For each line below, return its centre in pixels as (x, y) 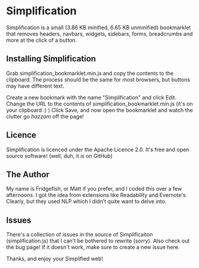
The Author (28, 174)
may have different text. (35, 86)
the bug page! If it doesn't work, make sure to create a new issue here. (93, 247)
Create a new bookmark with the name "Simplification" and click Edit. (91, 97)
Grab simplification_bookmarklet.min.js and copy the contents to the (90, 73)
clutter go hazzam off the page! (45, 116)
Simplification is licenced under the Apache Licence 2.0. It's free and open (98, 149)
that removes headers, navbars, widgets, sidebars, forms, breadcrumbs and (99, 33)
